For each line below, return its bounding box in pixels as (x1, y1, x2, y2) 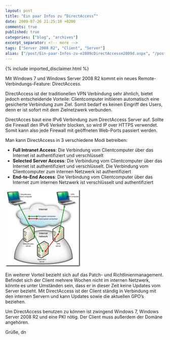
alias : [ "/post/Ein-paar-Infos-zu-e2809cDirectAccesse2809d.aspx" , (5, 51, 151, 56)
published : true (5, 29, 39, 35)
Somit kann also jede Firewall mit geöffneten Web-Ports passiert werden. (5, 127, 158, 133)
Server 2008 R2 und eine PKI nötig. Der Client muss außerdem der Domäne (5, 314, 163, 320)
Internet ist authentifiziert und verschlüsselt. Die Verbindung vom (12, 163, 149, 169)
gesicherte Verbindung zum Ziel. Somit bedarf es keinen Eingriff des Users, (5, 101, 163, 107)
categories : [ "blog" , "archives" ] (5, 35, 78, 40)
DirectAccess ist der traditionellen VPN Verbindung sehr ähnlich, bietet (5, 90, 153, 96)
